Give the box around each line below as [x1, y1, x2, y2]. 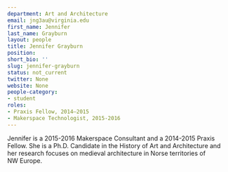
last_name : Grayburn [7, 29, 68, 37]
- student [7, 95, 36, 102]
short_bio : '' [7, 56, 49, 63]
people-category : [7, 88, 58, 95]
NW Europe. [7, 156, 43, 165]
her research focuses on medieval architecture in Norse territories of [7, 149, 206, 157]
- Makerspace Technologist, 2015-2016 [7, 114, 121, 121]
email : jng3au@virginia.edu [7, 17, 90, 24]
